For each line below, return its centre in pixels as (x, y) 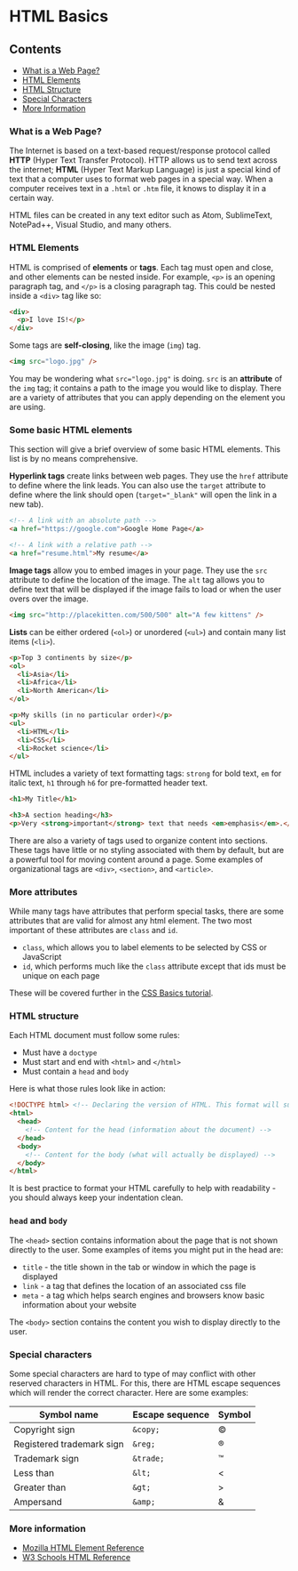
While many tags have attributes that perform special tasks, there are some (146, 911)
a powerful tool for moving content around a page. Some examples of (136, 859)
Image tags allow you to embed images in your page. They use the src (138, 570)
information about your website (79, 1304)
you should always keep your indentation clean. (96, 1197)
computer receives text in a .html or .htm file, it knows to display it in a (138, 189)
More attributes (43, 891)
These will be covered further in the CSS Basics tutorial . (111, 993)
